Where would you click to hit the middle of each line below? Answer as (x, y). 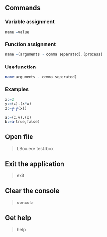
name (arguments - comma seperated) (41, 77)
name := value (17, 32)
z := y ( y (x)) (16, 108)
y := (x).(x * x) (18, 104)
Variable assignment (30, 22)
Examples (17, 89)
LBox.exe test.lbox (35, 149)
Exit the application (35, 164)
